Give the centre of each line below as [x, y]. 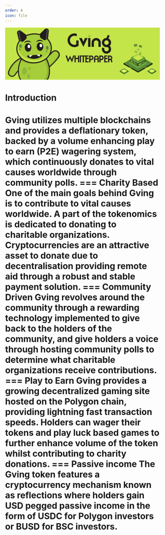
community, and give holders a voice [82, 339]
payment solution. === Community [78, 287]
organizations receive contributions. [81, 370]
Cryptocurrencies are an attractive [77, 245]
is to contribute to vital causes [68, 204]
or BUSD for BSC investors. [61, 527]
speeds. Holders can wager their [73, 422]
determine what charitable [60, 360]
